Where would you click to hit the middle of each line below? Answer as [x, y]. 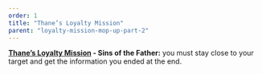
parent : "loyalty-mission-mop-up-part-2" [79, 30]
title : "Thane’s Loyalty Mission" [66, 23]
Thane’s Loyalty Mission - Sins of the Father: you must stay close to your [131, 53]
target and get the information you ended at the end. [95, 61]
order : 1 [23, 16]
